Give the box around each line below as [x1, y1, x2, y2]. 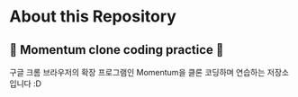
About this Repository [9, 6, 177, 27]
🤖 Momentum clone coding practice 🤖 [9, 42, 224, 57]
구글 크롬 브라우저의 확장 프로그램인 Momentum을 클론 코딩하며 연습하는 [9, 67, 266, 77]
